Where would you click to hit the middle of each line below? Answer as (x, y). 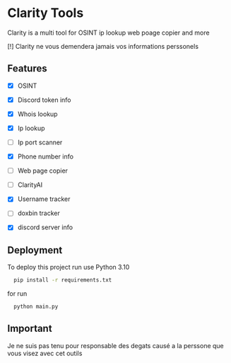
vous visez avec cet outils (45, 353)
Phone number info (46, 156)
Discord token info (45, 100)
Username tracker (44, 199)
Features (27, 69)
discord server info (45, 227)
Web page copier (43, 171)
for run (17, 294)
